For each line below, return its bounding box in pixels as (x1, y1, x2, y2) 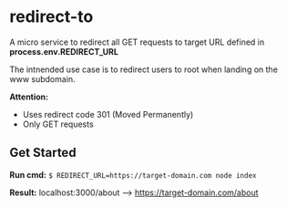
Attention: (9, 91, 48, 102)
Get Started (9, 145, 77, 160)
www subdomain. (9, 73, 76, 84)
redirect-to (9, 6, 94, 27)
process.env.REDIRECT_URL (9, 46, 118, 57)
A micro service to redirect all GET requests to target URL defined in (9, 36, 265, 47)
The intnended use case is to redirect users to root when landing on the (9, 64, 278, 75)
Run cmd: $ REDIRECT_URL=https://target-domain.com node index (9, 169, 257, 180)
